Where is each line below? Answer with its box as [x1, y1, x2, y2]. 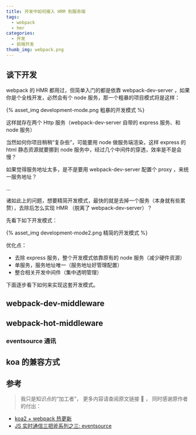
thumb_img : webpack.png [6, 47, 64, 53]
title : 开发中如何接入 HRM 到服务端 [6, 8, 86, 15]
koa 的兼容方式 [6, 357, 60, 367]
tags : [6, 14, 19, 20]
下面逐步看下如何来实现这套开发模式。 [6, 281, 98, 288]
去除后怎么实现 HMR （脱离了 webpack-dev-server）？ [18, 204, 153, 211]
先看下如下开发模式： [6, 216, 57, 223]
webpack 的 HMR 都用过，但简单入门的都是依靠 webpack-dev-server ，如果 [6, 86, 190, 94]
